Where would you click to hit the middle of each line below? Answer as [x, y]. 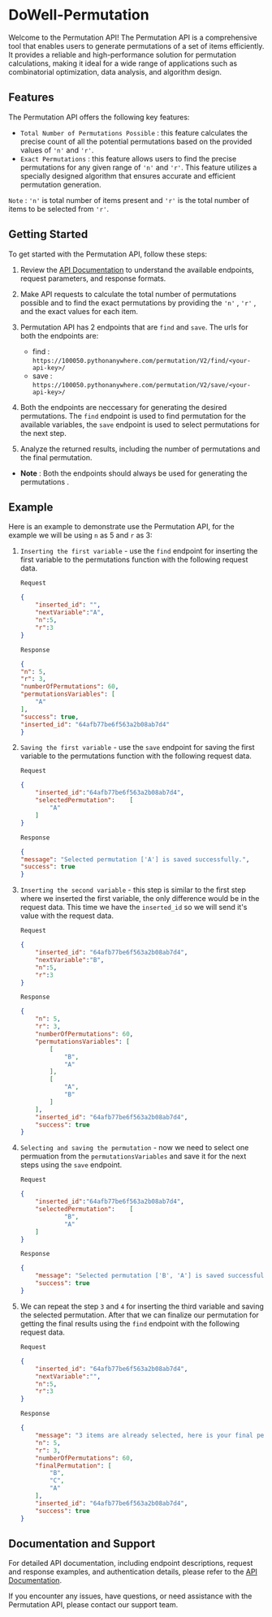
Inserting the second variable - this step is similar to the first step [133, 890]
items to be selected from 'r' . [59, 209]
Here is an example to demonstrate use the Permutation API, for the [121, 527]
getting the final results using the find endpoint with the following [130, 1323]
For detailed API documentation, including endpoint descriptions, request [131, 1563]
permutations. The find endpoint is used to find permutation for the [133, 416]
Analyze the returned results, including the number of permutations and [140, 449]
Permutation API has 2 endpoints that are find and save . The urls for [134, 327]
